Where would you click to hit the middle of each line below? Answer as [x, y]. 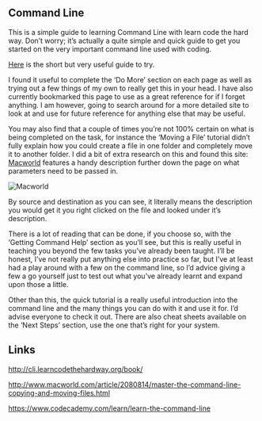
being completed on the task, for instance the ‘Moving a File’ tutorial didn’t [129, 137]
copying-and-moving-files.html [59, 392]
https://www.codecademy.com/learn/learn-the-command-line [110, 408]
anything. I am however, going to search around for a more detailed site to [129, 105]
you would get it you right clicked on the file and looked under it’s [115, 210]
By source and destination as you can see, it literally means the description [131, 201]
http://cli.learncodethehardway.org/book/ [76, 369]
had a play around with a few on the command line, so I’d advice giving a [127, 267]
